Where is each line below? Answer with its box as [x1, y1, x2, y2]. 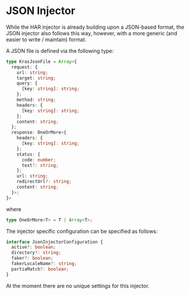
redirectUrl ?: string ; [16, 179, 72, 185]
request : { [11, 64, 38, 70]
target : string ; [16, 75, 57, 81]
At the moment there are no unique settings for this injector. [6, 282, 150, 289]
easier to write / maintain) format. [6, 36, 87, 43]
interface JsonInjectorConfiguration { [6, 239, 103, 245]
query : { [16, 80, 38, 86]
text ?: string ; [21, 162, 59, 168]
